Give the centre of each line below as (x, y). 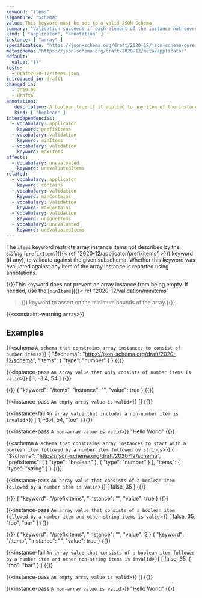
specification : (25, 46)
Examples (25, 333)
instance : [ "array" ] (35, 40)
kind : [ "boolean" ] (40, 113)
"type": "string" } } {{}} (34, 468)
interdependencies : (31, 118)
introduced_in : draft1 (35, 79)
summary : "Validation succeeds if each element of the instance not (94, 29)
